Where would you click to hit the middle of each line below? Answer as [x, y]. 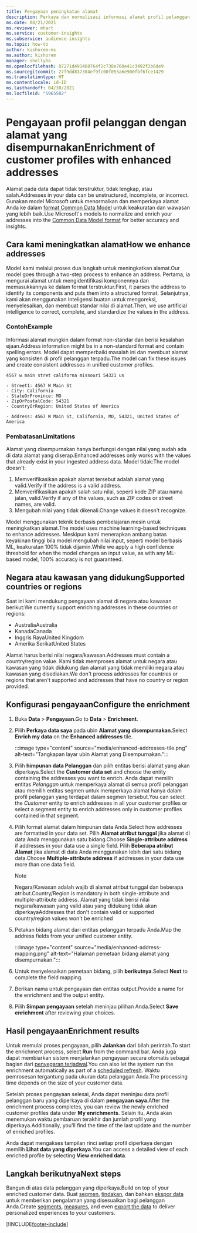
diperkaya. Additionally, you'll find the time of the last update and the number [98, 1125]
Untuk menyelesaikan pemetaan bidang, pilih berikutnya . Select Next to [101, 971]
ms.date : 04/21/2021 [31, 22]
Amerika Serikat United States [50, 643]
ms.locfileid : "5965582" [36, 93]
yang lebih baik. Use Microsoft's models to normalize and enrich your [89, 214]
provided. [18, 686]
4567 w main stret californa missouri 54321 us [65, 375]
